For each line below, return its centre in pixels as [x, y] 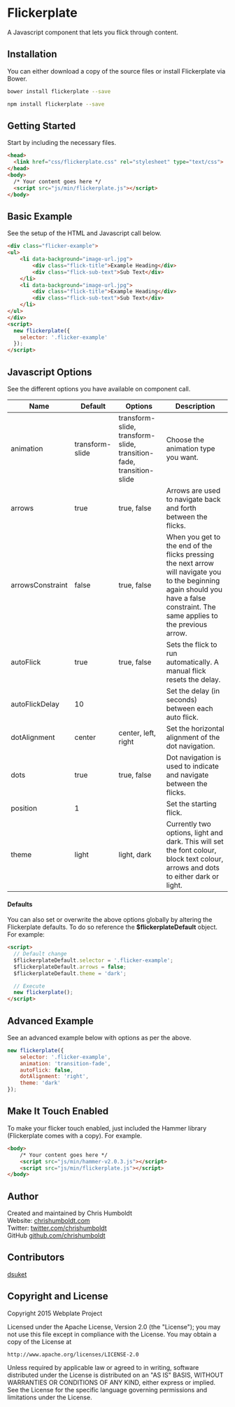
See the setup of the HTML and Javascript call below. [85, 233]
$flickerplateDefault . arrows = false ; [70, 967]
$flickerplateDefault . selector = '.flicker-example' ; [93, 960]
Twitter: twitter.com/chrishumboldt [57, 1228]
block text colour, [195, 859]
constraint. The [191, 607]
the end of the [189, 545]
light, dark [135, 854]
